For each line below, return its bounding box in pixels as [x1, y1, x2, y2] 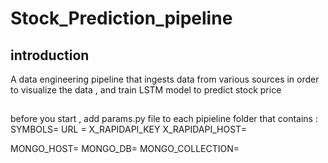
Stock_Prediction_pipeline [10, 7, 233, 30]
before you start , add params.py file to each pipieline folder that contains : [10, 113, 318, 125]
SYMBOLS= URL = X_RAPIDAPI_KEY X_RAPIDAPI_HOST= [10, 123, 247, 136]
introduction [10, 47, 90, 64]
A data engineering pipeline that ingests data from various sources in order [10, 73, 320, 85]
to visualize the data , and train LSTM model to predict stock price [10, 84, 282, 96]
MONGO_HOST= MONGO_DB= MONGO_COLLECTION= [10, 143, 240, 155]
